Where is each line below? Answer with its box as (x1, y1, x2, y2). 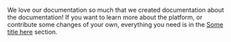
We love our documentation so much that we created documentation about (7, 6, 225, 14)
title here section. (7, 28, 58, 36)
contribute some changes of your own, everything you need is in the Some (7, 21, 223, 28)
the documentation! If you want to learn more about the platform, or (7, 13, 203, 21)
